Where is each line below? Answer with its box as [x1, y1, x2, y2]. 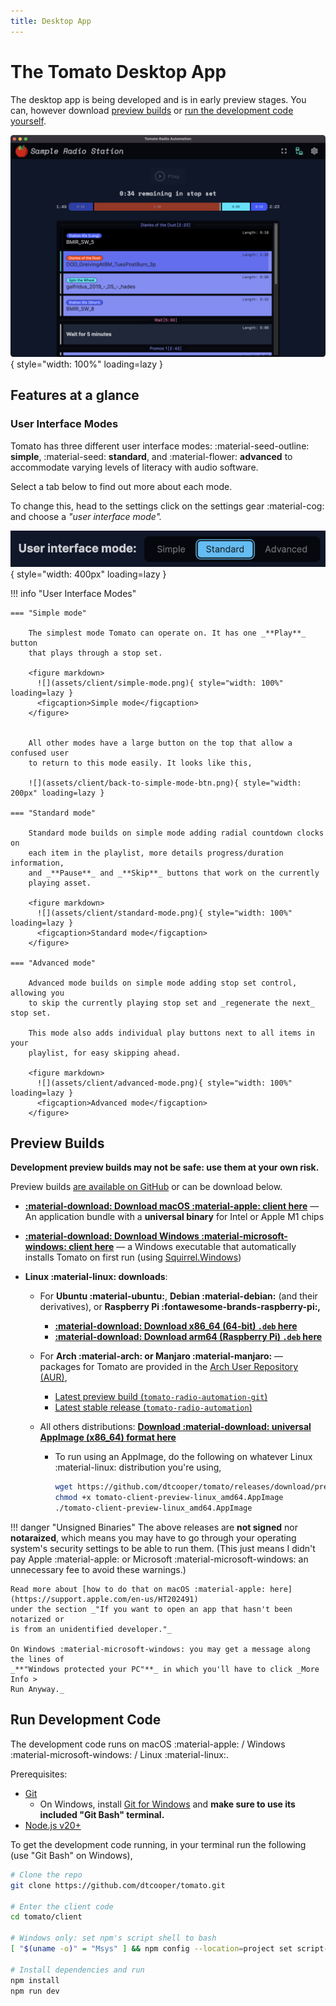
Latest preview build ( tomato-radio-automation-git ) [54, 1391, 268, 1403]
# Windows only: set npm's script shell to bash [10, 1933, 217, 1944]
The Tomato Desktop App [10, 60, 227, 83]
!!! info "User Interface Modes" [10, 587, 137, 599]
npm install [10, 1975, 60, 1985]
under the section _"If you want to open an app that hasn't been [10, 1605, 293, 1615]
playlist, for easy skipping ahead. [28, 1048, 182, 1058]
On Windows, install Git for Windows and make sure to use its [39, 1798, 296, 1810]
